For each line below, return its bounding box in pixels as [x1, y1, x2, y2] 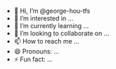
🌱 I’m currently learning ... [13, 22, 89, 30]
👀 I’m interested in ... [13, 14, 74, 23]
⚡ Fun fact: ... [13, 55, 53, 63]
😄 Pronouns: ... [13, 47, 60, 56]
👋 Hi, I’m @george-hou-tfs [13, 7, 91, 15]
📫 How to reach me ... [13, 37, 79, 45]
